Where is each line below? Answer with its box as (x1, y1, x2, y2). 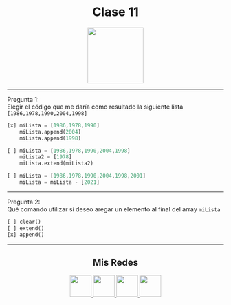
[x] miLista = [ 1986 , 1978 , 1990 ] (7, 122, 100, 129)
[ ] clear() (7, 218, 41, 225)
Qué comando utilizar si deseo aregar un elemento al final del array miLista (7, 204, 221, 213)
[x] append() (7, 231, 45, 238)
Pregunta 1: (7, 95, 39, 103)
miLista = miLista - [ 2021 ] (19, 179, 100, 186)
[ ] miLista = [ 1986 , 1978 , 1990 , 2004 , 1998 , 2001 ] (7, 173, 146, 180)
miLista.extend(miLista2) (19, 160, 94, 167)
